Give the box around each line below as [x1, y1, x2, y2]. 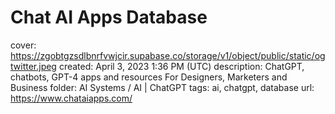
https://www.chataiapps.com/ [10, 92, 133, 104]
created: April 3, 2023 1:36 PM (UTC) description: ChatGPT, [58, 60, 305, 72]
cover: [10, 39, 37, 51]
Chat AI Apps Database [10, 6, 208, 29]
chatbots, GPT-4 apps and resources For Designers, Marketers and [10, 71, 288, 83]
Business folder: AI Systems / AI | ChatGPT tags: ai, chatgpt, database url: [10, 81, 315, 93]
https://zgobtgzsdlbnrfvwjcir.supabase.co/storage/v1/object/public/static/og [10, 49, 326, 61]
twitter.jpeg [10, 60, 57, 72]
